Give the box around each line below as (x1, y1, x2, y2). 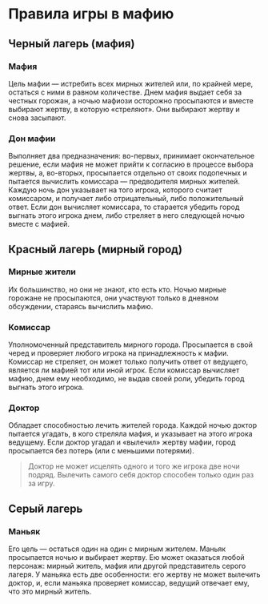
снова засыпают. (8, 113, 66, 123)
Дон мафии (8, 133, 56, 144)
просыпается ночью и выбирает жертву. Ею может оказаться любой (8, 553, 246, 562)
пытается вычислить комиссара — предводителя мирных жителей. (8, 177, 240, 187)
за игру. (27, 478, 55, 489)
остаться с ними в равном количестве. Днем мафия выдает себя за (8, 87, 242, 97)
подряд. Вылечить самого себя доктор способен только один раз (27, 470, 254, 480)
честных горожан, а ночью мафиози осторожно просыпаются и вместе (8, 95, 254, 105)
